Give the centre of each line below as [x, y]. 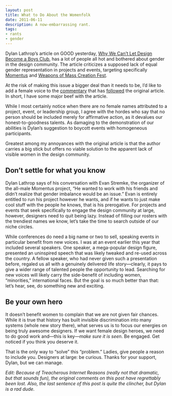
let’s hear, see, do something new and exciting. [55, 285]
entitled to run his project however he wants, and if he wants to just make [83, 199]
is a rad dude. [20, 389]
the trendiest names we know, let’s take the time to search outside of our [82, 221]
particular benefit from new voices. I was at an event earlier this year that [83, 242]
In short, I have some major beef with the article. [56, 96]
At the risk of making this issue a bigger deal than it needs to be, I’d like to [83, 85]
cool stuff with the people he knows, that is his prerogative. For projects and [86, 205]
